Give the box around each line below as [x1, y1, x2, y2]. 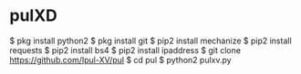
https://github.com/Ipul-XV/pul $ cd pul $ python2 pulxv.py [9, 54, 232, 65]
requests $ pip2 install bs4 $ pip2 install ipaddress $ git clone [9, 44, 242, 55]
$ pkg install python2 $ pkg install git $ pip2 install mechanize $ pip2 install [9, 35, 292, 46]
